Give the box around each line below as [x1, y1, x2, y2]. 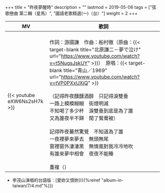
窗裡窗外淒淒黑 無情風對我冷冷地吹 [49, 143, 134, 149]
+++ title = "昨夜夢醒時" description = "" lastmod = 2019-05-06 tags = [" [5, 4, 152, 10]
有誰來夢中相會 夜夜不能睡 [49, 150, 114, 157]
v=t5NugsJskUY [49, 60, 88, 66]
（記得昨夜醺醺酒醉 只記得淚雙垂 [49, 93, 129, 99]
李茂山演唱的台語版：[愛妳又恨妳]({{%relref [12, 177, 101, 183]
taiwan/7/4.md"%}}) [12, 183, 54, 189]
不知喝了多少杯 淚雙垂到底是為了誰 [49, 107, 134, 114]
